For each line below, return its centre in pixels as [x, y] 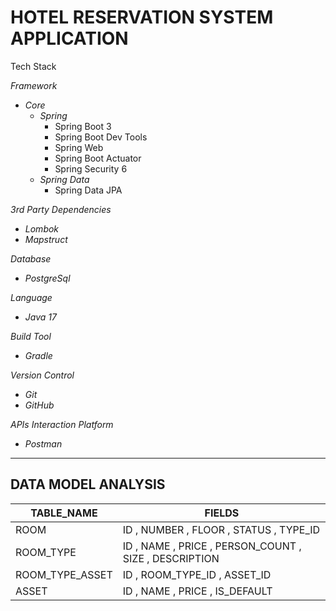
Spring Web [79, 147]
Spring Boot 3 [83, 126]
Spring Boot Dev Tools [101, 137]
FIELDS [222, 513]
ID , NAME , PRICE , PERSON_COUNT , [212, 546]
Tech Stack [33, 66]
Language [31, 297]
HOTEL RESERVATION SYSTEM [142, 17]
